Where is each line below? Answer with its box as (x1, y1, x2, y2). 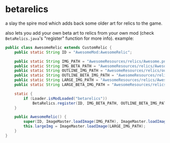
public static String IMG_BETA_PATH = (14, 63, 96, 68)
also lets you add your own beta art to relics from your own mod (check (5, 30, 154, 36)
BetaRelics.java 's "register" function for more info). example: (5, 35, 134, 41)
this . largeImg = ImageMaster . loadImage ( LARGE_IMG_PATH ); (23, 124, 146, 129)
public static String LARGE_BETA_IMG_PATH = (14, 82, 110, 88)
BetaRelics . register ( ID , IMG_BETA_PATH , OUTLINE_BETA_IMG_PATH (32, 101, 168, 106)
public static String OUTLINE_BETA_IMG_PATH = (14, 73, 114, 78)
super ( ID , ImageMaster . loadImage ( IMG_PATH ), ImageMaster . (23, 119, 148, 124)
